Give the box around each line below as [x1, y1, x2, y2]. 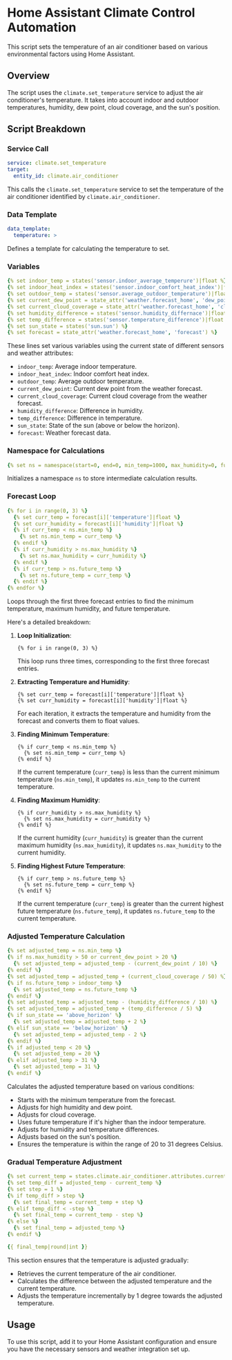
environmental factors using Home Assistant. [7, 50, 135, 58]
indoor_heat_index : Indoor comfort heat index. [17, 369, 150, 378]
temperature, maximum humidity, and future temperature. [7, 604, 171, 613]
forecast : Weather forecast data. [17, 428, 111, 437]
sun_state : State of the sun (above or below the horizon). [17, 421, 180, 430]
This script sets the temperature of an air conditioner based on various [7, 42, 209, 51]
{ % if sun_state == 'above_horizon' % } [7, 1012, 122, 1019]
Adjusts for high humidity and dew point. [17, 1103, 133, 1111]
